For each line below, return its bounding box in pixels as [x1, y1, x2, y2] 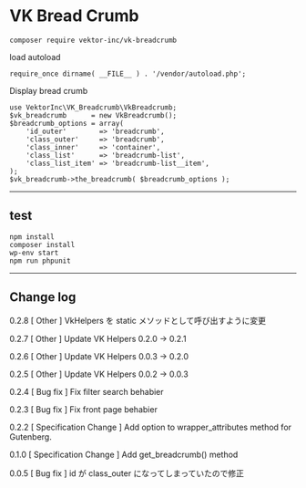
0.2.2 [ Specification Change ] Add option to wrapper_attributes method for [9, 421, 292, 432]
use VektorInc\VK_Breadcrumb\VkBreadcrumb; [9, 102, 178, 112]
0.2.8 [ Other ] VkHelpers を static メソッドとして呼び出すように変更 [9, 315, 267, 326]
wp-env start [9, 248, 59, 257]
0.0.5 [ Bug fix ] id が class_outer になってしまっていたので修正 [9, 467, 244, 479]
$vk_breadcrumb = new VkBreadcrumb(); [9, 110, 178, 119]
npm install [9, 232, 55, 242]
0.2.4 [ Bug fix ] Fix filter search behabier [9, 386, 164, 397]
